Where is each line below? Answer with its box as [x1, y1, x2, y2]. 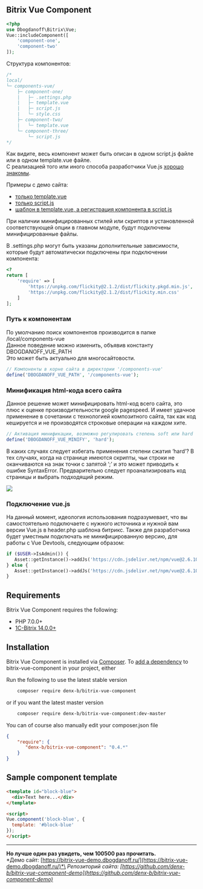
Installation [6, 642, 50, 652]
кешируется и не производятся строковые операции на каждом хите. [6, 419, 187, 426]
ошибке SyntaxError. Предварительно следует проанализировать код [6, 466, 186, 474]
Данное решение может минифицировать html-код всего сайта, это [6, 400, 182, 407]
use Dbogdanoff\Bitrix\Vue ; [6, 27, 77, 33]
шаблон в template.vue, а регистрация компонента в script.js [14, 206, 172, 213]
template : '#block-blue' [11, 822, 74, 828]
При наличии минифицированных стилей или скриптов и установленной [6, 217, 195, 225]
